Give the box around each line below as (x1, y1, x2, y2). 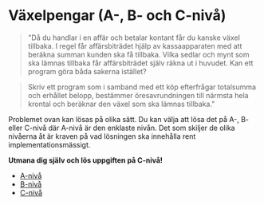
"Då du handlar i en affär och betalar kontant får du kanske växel (27, 33, 241, 42)
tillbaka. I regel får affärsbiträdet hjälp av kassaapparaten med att (27, 41, 242, 50)
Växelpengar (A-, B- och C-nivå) (8, 6, 227, 25)
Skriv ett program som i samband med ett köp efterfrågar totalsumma (27, 82, 257, 92)
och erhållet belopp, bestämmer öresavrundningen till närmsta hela (27, 90, 249, 100)
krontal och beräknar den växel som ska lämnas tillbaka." (27, 99, 215, 108)
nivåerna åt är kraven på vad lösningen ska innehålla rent (8, 131, 196, 141)
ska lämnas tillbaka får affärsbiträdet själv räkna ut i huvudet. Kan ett (27, 58, 254, 68)
